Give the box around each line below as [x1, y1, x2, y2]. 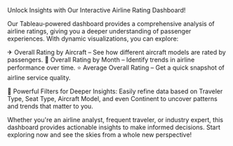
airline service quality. [7, 74, 71, 81]
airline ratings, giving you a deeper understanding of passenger [7, 27, 192, 35]
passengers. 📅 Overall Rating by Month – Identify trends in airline [7, 55, 195, 64]
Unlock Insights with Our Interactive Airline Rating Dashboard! [7, 6, 186, 14]
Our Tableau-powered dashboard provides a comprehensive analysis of [7, 20, 215, 27]
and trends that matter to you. [7, 102, 93, 110]
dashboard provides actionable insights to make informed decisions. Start [7, 123, 221, 131]
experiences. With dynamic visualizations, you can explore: [7, 34, 179, 43]
